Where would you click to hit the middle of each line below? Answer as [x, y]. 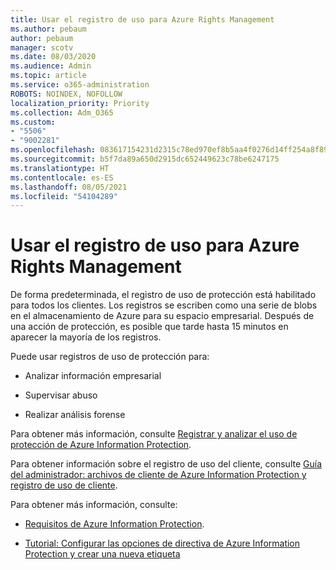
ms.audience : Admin [51, 66]
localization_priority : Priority [80, 103]
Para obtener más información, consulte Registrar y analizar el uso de [154, 434]
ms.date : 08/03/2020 [53, 57]
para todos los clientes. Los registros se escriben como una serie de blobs [164, 305]
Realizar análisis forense [75, 415]
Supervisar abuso [61, 395]
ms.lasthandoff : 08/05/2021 [69, 187]
